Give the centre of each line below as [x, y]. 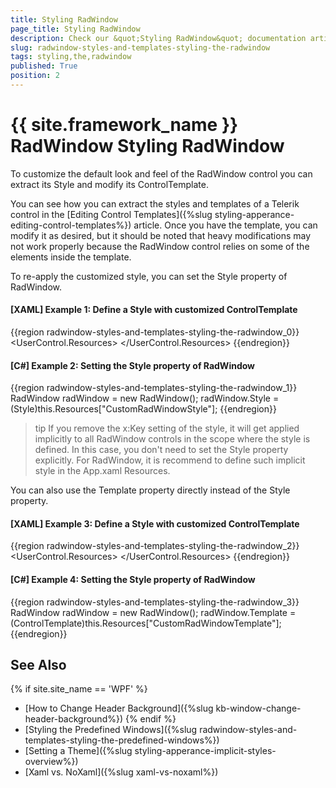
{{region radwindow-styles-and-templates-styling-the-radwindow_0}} [155, 332]
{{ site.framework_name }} [124, 125]
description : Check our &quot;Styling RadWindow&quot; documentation [158, 38]
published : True [44, 66]
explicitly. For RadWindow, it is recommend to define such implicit [170, 460]
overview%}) [51, 762]
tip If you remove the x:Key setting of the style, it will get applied [167, 428]
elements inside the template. [71, 257]
